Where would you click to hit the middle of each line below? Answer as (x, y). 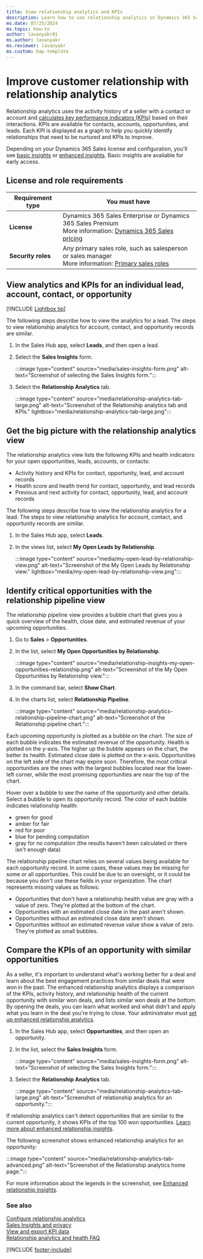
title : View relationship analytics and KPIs (64, 12)
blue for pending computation (52, 836)
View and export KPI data (38, 1232)
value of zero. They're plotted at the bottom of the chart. (85, 905)
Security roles (30, 255)
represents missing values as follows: (53, 887)
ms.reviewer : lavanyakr (36, 46)
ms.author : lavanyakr (34, 40)
